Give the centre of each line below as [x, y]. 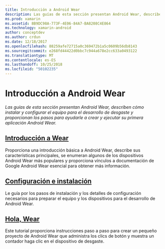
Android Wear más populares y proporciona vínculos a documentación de [80, 160]
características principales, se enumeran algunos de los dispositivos [74, 155]
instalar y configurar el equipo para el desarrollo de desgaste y [69, 112]
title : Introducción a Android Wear [42, 10]
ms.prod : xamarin [23, 19]
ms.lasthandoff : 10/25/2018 [34, 64]
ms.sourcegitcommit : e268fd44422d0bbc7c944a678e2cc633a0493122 [71, 51]
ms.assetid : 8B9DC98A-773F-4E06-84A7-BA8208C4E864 [58, 23]
